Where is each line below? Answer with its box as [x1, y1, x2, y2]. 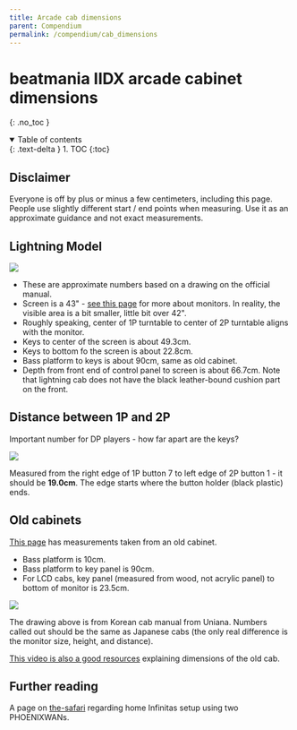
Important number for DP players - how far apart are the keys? [9, 434, 240, 444]
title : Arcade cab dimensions [9, 13, 123, 22]
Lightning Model [9, 238, 103, 253]
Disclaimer [9, 169, 71, 185]
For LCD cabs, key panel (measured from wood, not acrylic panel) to [21, 572, 275, 583]
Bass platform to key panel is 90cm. [21, 563, 155, 574]
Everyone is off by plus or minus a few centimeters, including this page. [9, 193, 273, 204]
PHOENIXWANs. [9, 712, 70, 723]
